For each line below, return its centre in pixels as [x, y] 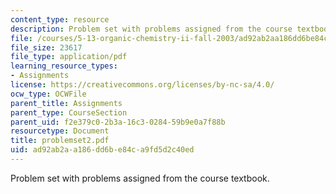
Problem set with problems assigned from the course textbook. [140, 178]
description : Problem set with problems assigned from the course [151, 29]
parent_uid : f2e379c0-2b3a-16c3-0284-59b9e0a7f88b [118, 122]
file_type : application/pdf [69, 57]
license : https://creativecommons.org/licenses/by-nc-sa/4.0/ [142, 85]
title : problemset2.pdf [60, 141]
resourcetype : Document [60, 131]
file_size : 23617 [46, 47]
